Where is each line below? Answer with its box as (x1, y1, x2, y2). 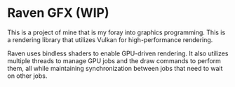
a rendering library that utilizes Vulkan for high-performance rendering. (7, 35, 213, 43)
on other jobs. (7, 72, 48, 80)
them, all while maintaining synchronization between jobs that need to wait (7, 64, 223, 72)
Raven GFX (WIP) (7, 5, 109, 21)
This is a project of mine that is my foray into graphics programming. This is (7, 28, 226, 36)
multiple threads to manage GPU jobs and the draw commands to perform (7, 56, 221, 65)
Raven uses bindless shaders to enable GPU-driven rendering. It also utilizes (7, 49, 229, 58)
